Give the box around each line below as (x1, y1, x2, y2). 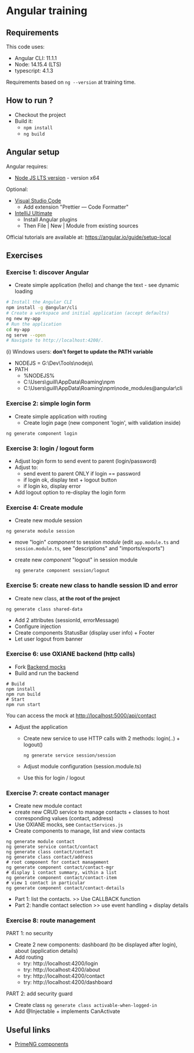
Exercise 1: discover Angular (6, 268, 89, 276)
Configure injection (14, 623, 62, 630)
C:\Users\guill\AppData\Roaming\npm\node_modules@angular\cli (23, 385, 183, 392)
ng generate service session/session (23, 752, 116, 758)
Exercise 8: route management (6, 916, 96, 925)
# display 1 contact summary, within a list (6, 870, 117, 876)
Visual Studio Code (14, 197, 62, 204)
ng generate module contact (6, 839, 75, 845)
